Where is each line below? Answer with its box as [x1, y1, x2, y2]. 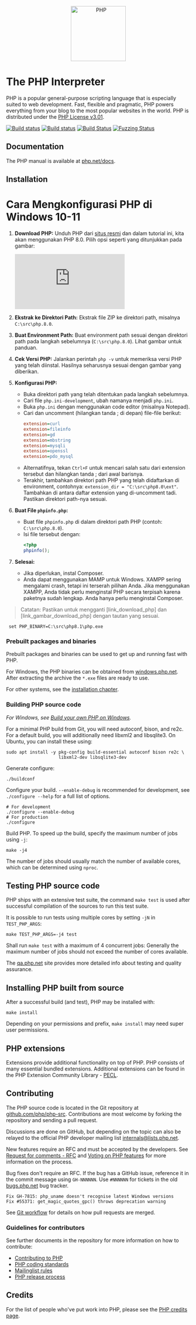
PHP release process [14, 1273, 66, 1280]
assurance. [6, 966, 33, 973]
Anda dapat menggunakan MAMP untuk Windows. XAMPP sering [23, 575, 181, 583]
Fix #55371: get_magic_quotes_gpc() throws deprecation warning [6, 1199, 166, 1204]
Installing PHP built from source [6, 983, 124, 993]
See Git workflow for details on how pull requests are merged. [6, 1209, 156, 1216]
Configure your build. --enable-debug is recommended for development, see [6, 786, 190, 793]
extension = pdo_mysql [23, 454, 74, 460]
